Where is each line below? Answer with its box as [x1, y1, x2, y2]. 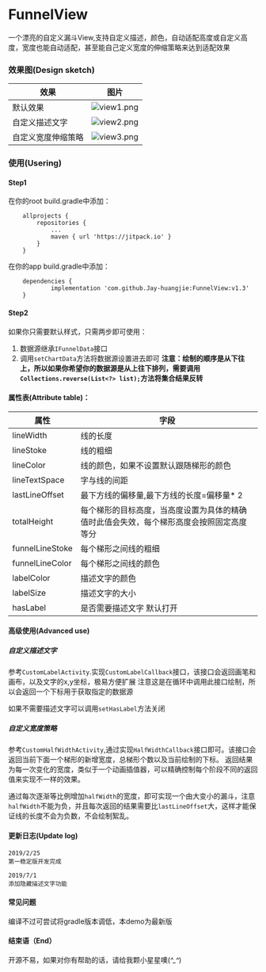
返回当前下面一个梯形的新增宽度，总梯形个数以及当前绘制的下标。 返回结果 [8, 755, 253, 764]
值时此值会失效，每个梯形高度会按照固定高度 [80, 516, 247, 528]
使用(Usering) [8, 158, 62, 169]
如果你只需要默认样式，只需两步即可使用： [8, 326, 147, 336]
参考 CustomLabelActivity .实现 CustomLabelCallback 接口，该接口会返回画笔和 [8, 667, 256, 677]
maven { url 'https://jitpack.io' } [50, 233, 172, 241]
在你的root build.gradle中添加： [8, 196, 111, 206]
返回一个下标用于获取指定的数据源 [21, 687, 133, 696]
